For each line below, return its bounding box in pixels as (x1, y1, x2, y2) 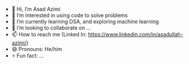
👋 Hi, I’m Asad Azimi (11, 6, 60, 12)
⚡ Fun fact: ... (11, 52, 44, 59)
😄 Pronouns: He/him (11, 46, 63, 52)
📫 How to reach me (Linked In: (11, 31, 87, 38)
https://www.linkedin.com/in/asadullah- (88, 31, 183, 38)
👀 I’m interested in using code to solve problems (11, 12, 128, 19)
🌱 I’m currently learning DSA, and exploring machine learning (11, 18, 159, 25)
